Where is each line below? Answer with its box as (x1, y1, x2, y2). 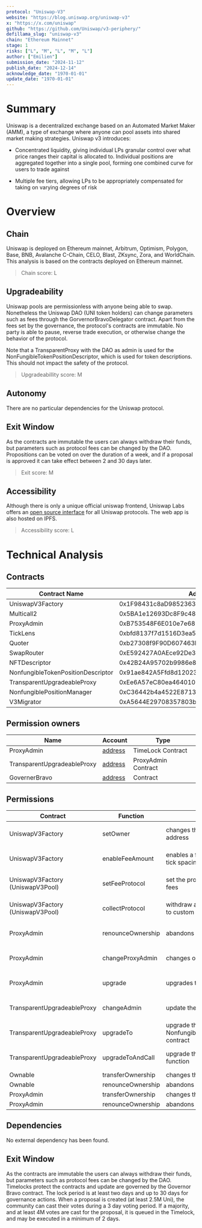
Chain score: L (20, 269, 57, 277)
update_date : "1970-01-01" (6, 76, 74, 82)
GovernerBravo (9, 773, 53, 782)
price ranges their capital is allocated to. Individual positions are (14, 153, 173, 160)
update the (166, 1003, 197, 1012)
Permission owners (6, 718, 80, 728)
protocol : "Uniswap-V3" (6, 8, 66, 15)
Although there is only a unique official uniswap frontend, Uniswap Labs (6, 502, 185, 509)
